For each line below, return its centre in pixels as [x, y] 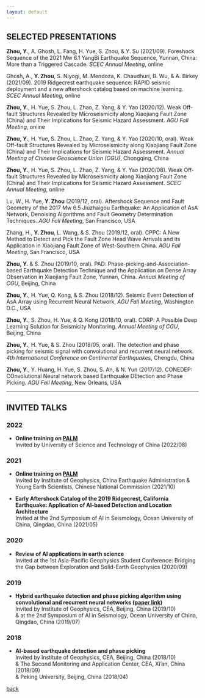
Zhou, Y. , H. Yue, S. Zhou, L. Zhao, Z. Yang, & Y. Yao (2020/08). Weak [95, 170]
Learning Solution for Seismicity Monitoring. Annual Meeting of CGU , [93, 327]
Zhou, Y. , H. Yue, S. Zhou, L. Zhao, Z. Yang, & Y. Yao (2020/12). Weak [94, 107]
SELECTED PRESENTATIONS [62, 37]
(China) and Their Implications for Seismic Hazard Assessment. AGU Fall [98, 120]
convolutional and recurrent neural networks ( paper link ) [89, 603]
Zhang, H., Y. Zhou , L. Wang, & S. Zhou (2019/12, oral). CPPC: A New [93, 233]
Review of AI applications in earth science [69, 554]
